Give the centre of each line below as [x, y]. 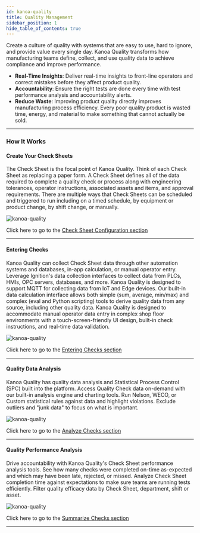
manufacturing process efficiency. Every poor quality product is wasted [102, 108]
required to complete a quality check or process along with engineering [94, 182]
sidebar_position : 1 [32, 23]
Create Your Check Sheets [40, 155]
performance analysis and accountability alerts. [73, 95]
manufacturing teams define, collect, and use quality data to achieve [90, 58]
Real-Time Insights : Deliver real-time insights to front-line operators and [104, 76]
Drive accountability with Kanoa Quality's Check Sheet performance [90, 463]
